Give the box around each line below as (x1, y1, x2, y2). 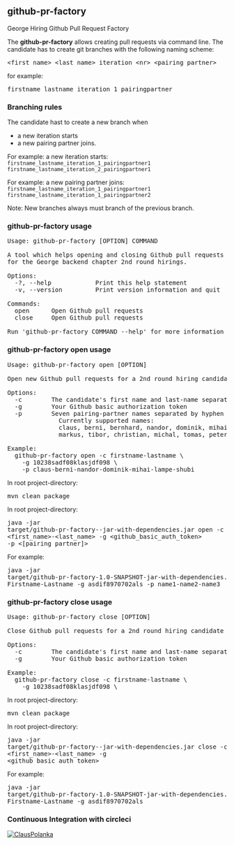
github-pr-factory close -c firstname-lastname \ (14, 676, 188, 683)
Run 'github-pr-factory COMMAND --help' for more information (7, 328, 224, 336)
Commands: (7, 300, 40, 308)
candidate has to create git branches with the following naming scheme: (7, 45, 214, 53)
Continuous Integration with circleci (7, 814, 132, 824)
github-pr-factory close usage (7, 597, 113, 606)
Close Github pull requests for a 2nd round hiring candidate (7, 627, 224, 634)
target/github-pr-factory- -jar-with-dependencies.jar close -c (7, 743, 228, 751)
